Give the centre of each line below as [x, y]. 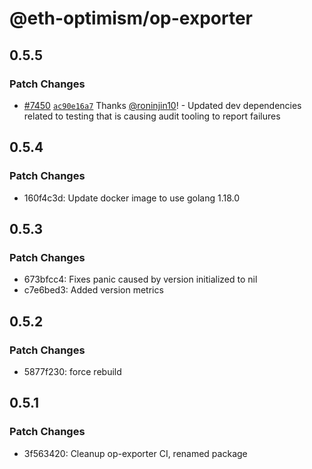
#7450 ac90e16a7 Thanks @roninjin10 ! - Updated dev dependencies [162, 105]
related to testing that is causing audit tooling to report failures [152, 116]
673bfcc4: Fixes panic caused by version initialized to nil [140, 279]
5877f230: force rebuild [72, 371]
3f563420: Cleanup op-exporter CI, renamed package [135, 453]
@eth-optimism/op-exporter [131, 18]
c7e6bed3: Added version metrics [93, 290]
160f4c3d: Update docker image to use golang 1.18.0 [132, 198]
